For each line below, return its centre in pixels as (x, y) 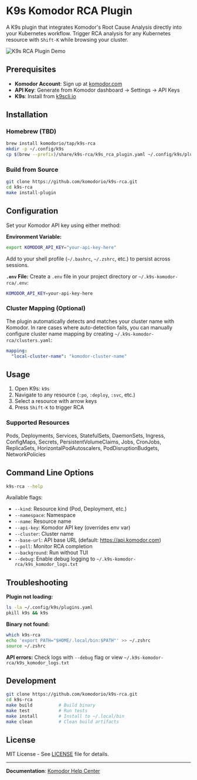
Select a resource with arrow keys (56, 401)
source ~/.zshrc (26, 646)
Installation (27, 115)
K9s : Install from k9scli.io (45, 96)
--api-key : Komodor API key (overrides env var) (72, 528)
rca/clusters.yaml (28, 340)
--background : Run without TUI (51, 553)
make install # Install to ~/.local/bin (65, 716)
